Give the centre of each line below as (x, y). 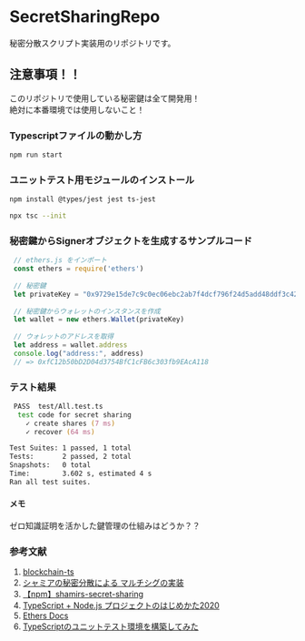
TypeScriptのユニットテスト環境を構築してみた (111, 626)
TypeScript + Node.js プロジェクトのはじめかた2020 (121, 605)
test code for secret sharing (74, 415)
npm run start (36, 155)
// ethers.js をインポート (60, 260)
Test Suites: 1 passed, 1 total (70, 448)
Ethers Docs (45, 616)
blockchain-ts (48, 572)
